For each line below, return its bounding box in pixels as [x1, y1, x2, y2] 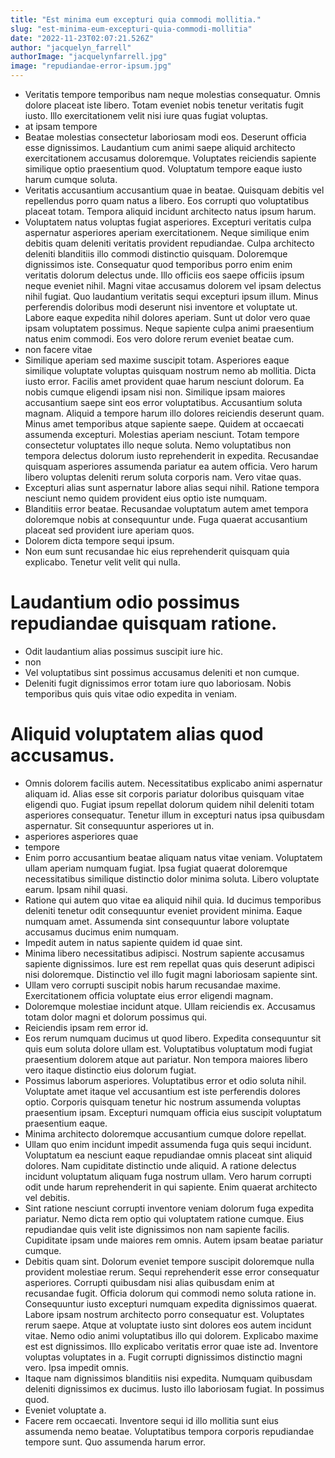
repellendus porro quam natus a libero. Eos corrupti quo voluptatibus [24, 195, 310, 206]
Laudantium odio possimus [10, 591, 240, 614]
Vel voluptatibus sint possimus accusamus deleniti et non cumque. [24, 666, 300, 678]
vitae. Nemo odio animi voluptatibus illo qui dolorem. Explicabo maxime [24, 1329, 319, 1341]
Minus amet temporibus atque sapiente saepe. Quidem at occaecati [24, 418, 305, 430]
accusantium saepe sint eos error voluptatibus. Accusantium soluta [24, 397, 303, 408]
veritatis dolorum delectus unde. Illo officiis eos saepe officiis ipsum [24, 269, 305, 281]
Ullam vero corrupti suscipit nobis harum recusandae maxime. [24, 979, 282, 991]
